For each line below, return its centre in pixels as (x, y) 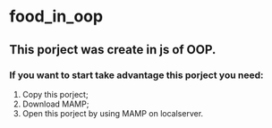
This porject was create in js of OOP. (113, 50)
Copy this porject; (55, 94)
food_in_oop (56, 17)
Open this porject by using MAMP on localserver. (113, 113)
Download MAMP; (55, 104)
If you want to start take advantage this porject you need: (136, 75)
